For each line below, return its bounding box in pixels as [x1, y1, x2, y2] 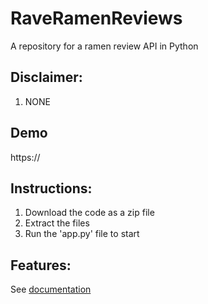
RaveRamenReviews [10, 7, 183, 30]
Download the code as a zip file [24, 207, 155, 219]
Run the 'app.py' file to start [24, 228, 140, 240]
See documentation [10, 283, 92, 296]
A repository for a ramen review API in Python [10, 40, 199, 52]
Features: [10, 257, 72, 274]
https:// [10, 151, 41, 163]
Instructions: [10, 180, 93, 197]
